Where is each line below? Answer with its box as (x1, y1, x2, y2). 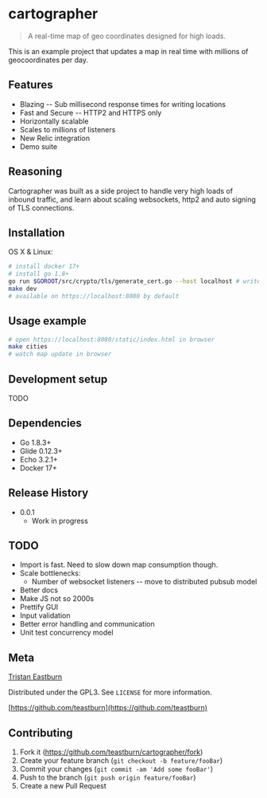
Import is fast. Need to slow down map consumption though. (19, 560, 219, 570)
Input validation (19, 611, 71, 620)
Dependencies (8, 416, 82, 430)
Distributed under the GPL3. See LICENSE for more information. (8, 687, 212, 698)
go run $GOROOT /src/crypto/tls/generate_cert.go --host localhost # (8, 277, 240, 285)
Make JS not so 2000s (19, 594, 95, 603)
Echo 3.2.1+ (19, 454, 58, 464)
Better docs (19, 585, 58, 595)
